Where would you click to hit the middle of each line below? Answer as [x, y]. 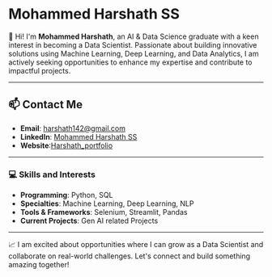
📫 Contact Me [46, 105]
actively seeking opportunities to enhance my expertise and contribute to [130, 62]
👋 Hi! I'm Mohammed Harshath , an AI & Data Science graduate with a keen [134, 36]
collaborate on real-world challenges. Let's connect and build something [130, 256]
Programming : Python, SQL [66, 195]
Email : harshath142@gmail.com [73, 128]
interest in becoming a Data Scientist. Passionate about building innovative [133, 44]
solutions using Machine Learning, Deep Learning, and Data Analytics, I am [134, 53]
